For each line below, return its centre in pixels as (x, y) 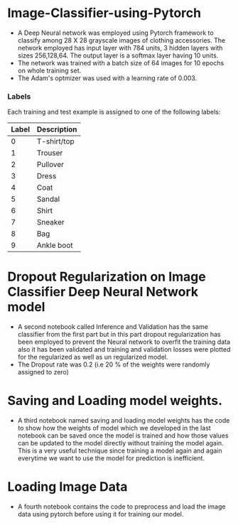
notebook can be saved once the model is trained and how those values (123, 435)
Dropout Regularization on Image (107, 277)
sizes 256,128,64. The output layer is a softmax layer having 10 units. (118, 55)
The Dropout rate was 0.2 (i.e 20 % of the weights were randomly (114, 364)
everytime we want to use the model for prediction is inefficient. (111, 458)
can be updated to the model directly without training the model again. (120, 443)
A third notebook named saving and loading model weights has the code (124, 421)
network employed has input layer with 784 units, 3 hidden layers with (120, 48)
